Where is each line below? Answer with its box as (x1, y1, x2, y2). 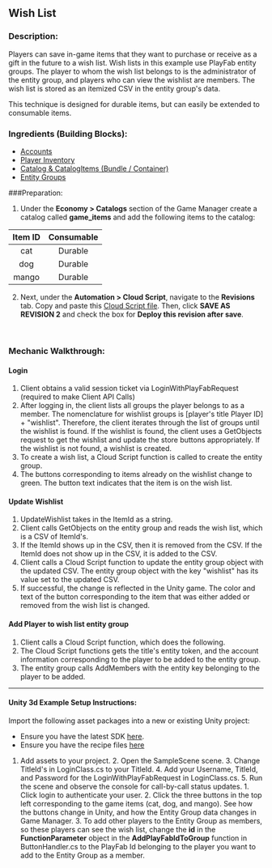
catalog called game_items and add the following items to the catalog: (19, 212, 256, 222)
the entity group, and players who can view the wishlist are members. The (8, 74, 256, 84)
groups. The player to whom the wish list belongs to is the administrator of (8, 66, 257, 76)
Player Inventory (19, 155, 75, 164)
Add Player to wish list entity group (8, 619, 130, 628)
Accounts (19, 146, 53, 156)
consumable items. (8, 108, 72, 117)
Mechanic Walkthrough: (8, 345, 105, 356)
